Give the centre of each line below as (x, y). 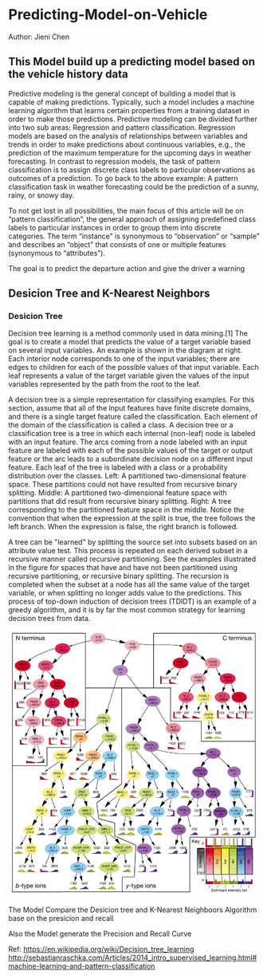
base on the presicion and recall (61, 918)
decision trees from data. (49, 619)
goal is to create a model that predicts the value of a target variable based (130, 342)
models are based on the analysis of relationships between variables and (128, 136)
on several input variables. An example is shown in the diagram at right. (126, 350)
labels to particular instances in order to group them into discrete (115, 227)
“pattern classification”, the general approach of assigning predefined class (132, 219)
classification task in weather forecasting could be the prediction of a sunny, (133, 187)
